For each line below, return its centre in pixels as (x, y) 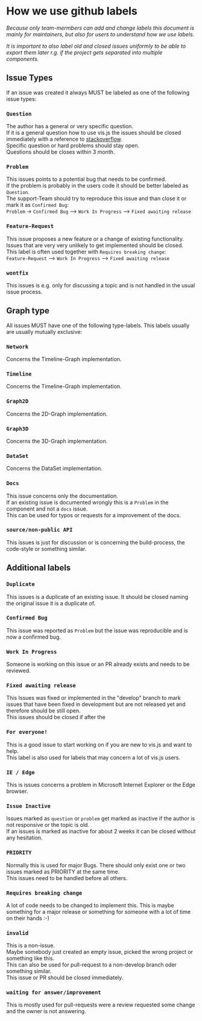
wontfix (17, 273)
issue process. (24, 292)
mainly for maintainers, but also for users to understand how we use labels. (100, 34)
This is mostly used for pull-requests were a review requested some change (101, 1005)
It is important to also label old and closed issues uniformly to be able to (96, 46)
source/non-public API (39, 530)
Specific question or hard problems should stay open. (73, 146)
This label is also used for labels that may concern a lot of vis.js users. (93, 757)
